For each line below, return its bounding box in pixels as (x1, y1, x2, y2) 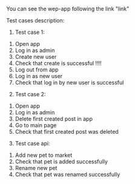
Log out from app (15, 66, 59, 73)
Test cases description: (6, 17, 65, 24)
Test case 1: (15, 28, 45, 36)
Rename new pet (15, 165, 58, 171)
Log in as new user (15, 73, 63, 79)
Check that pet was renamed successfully (15, 171, 120, 178)
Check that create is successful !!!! (15, 60, 102, 67)
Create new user (15, 53, 57, 60)
